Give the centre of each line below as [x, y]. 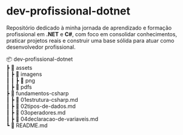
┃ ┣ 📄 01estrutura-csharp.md [42, 99]
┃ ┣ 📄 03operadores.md [36, 112]
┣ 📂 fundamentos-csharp [38, 93]
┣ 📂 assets [19, 67]
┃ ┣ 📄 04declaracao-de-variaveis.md [52, 119]
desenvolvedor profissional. [41, 47]
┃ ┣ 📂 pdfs [19, 87]
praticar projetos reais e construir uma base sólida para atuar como [90, 40]
